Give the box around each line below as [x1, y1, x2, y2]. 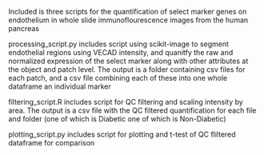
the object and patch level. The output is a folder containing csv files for [8, 65, 246, 74]
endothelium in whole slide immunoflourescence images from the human [8, 15, 249, 25]
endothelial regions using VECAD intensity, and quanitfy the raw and [8, 48, 234, 57]
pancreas [8, 24, 40, 33]
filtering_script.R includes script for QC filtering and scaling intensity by [8, 97, 244, 106]
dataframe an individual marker [8, 81, 112, 91]
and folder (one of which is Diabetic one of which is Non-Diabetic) [8, 114, 226, 123]
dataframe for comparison [8, 138, 95, 147]
